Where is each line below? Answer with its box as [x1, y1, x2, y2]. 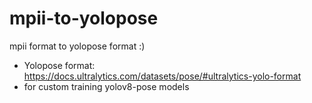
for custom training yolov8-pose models [23, 80, 190, 92]
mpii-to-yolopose [9, 7, 159, 30]
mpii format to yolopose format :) [9, 40, 146, 52]
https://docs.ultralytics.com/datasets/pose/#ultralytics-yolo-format [23, 70, 302, 82]
